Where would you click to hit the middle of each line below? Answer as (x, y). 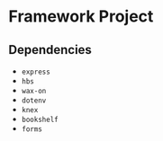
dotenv (34, 101)
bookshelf (40, 119)
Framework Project (81, 17)
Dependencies (50, 50)
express (36, 72)
